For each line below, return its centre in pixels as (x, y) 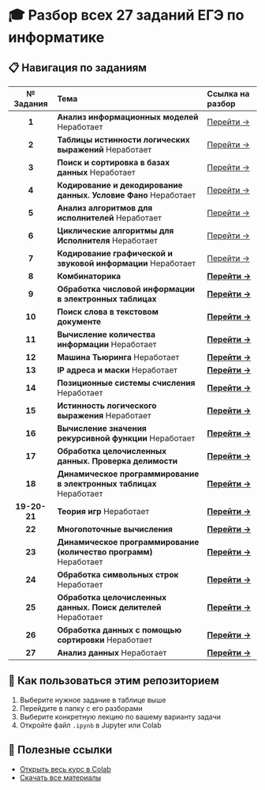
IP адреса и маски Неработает (117, 370)
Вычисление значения (102, 428)
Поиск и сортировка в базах (114, 163)
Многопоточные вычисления (115, 529)
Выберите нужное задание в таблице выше (93, 700)
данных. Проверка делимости (118, 461)
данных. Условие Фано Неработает (127, 195)
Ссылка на (228, 94)
